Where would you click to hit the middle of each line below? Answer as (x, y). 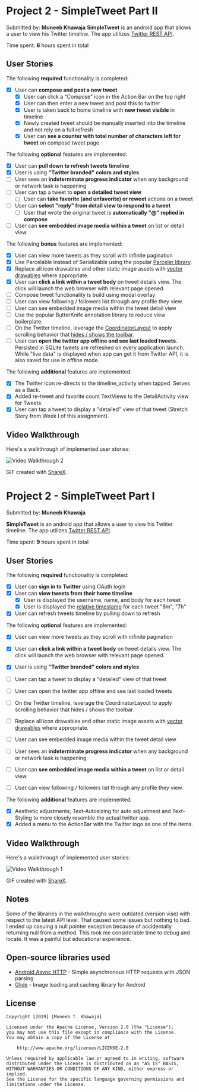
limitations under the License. (46, 1085)
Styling (23, 818)
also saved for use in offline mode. (57, 360)
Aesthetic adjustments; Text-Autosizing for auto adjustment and (93, 811)
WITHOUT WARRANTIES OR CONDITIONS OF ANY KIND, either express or (90, 1069)
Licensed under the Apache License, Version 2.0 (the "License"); (90, 1027)
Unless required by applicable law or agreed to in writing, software (95, 1059)
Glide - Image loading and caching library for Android (80, 984)
